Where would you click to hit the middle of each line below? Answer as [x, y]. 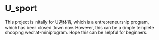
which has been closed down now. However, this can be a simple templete [79, 27]
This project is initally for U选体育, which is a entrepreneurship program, [77, 22]
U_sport [21, 8]
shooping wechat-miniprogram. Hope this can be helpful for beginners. [76, 32]
